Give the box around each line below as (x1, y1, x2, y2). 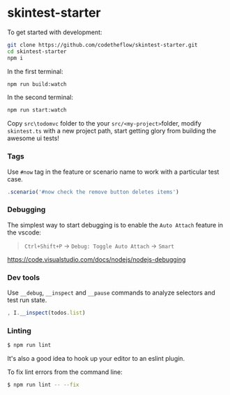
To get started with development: (7, 28, 102, 36)
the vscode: (7, 228, 42, 237)
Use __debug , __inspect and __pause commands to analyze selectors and (7, 288, 216, 297)
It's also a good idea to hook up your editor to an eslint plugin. (7, 355, 185, 363)
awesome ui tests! (7, 134, 59, 142)
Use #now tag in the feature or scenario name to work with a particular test (7, 167, 220, 176)
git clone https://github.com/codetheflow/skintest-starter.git (7, 41, 198, 48)
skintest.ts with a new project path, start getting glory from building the (7, 127, 217, 135)
